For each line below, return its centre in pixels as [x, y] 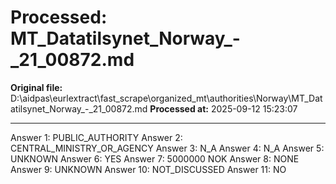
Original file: [36, 87]
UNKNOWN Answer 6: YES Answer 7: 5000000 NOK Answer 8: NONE [155, 158]
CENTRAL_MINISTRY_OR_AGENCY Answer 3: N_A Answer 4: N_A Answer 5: [167, 148]
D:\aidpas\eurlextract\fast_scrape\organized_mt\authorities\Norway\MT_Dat [166, 98]
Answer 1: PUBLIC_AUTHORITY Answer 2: [96, 137]
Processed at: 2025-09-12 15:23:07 [223, 108]
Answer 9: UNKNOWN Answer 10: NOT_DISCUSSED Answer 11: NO [148, 169]
